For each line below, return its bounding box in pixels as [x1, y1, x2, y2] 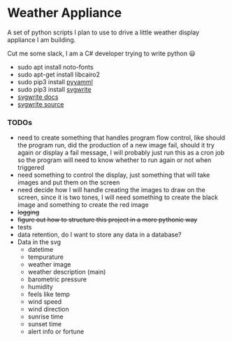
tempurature [27, 253, 64, 261]
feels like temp [27, 290, 71, 299]
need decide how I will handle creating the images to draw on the [17, 186, 206, 194]
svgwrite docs [17, 93, 59, 101]
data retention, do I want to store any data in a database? [17, 230, 182, 239]
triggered [17, 163, 45, 172]
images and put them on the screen [17, 178, 120, 187]
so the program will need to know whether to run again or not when [17, 156, 212, 164]
